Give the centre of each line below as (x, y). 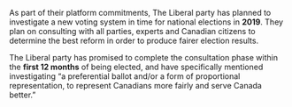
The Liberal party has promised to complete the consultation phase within (144, 57)
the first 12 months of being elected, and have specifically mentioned (136, 67)
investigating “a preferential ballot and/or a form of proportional (125, 76)
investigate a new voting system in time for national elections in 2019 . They (146, 22)
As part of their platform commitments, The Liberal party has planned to (140, 13)
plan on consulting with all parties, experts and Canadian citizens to (132, 31)
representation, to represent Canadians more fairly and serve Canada (136, 86)
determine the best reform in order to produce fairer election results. (134, 40)
